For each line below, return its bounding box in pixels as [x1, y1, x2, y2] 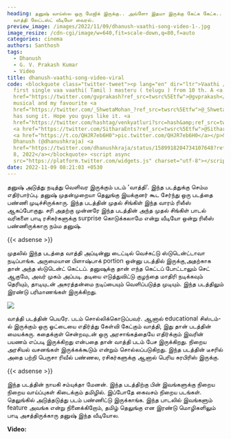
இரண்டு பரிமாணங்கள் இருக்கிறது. [7, 287, 98, 296]
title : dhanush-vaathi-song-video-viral [7, 74, 125, 81]
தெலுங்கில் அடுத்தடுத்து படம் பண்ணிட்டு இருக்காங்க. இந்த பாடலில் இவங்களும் [7, 396, 213, 404]
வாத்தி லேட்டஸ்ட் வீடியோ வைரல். [13, 17, 95, 23]
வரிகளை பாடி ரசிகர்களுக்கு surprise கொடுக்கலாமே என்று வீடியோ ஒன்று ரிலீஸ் [7, 214, 214, 222]
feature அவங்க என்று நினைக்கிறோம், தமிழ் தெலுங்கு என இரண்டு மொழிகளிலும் [7, 403, 217, 411]
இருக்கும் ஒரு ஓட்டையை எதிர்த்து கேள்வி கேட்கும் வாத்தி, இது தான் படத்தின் [13, 322, 212, 330]
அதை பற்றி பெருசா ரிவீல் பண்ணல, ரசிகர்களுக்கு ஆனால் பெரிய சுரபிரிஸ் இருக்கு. [7, 353, 219, 361]
